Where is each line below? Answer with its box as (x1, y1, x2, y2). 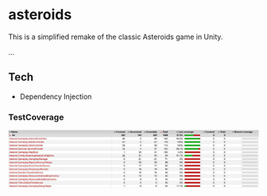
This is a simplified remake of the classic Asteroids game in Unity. (8, 32, 223, 41)
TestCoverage (8, 112, 64, 123)
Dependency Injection (19, 92, 92, 101)
